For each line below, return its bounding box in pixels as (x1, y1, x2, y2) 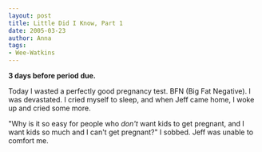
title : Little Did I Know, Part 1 (8, 19, 124, 27)
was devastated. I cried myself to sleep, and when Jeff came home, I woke (8, 95, 255, 104)
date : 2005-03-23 (8, 26, 66, 34)
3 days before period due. (8, 71, 96, 80)
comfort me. (8, 136, 50, 145)
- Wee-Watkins (8, 49, 56, 57)
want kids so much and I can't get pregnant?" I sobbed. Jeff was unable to (8, 127, 254, 137)
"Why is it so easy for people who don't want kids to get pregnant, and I (8, 119, 245, 128)
